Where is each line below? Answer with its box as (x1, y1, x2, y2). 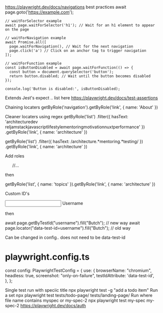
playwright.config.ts (5, 251, 90, 263)
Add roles (5, 153, 25, 159)
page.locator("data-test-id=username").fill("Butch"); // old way (5, 225, 131, 231)
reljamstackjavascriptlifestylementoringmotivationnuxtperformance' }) (5, 124, 145, 130)
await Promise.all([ (5, 40, 47, 45)
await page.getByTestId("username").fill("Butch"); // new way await (5, 220, 140, 226)
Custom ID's (5, 191, 30, 196)
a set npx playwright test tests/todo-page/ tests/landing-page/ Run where (5, 292, 153, 298)
